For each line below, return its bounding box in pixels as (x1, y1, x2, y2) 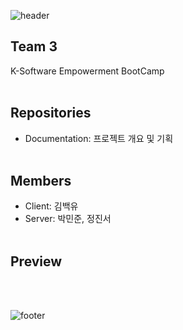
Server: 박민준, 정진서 (24, 213, 112, 225)
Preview (10, 253, 63, 270)
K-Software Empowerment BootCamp (10, 65, 165, 77)
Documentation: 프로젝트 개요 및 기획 (24, 132, 174, 144)
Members (10, 173, 72, 190)
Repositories (10, 105, 92, 122)
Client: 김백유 (24, 200, 79, 212)
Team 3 (10, 38, 58, 55)
